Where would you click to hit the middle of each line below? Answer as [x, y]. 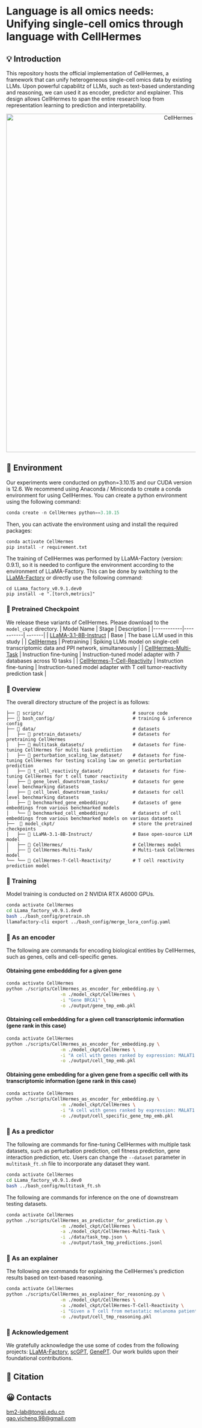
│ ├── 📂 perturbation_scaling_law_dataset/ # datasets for [88, 756]
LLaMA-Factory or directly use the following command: [75, 578]
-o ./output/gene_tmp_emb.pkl [98, 1006]
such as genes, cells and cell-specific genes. [62, 957]
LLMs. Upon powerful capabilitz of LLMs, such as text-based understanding [100, 86]
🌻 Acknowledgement [37, 1332]
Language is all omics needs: [80, 11]
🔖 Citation [25, 1377]
